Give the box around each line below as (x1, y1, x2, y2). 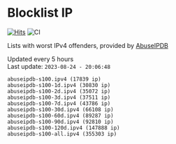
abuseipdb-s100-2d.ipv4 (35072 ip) (7, 88, 111, 95)
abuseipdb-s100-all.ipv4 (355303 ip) (7, 130, 117, 137)
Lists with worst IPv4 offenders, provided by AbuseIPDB (7, 41, 169, 49)
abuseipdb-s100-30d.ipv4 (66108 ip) (7, 106, 114, 113)
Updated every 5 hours (7, 54, 74, 63)
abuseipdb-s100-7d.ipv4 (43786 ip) (7, 99, 111, 107)
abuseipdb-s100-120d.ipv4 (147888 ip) (7, 124, 120, 131)
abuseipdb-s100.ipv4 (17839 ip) (7, 75, 101, 83)
